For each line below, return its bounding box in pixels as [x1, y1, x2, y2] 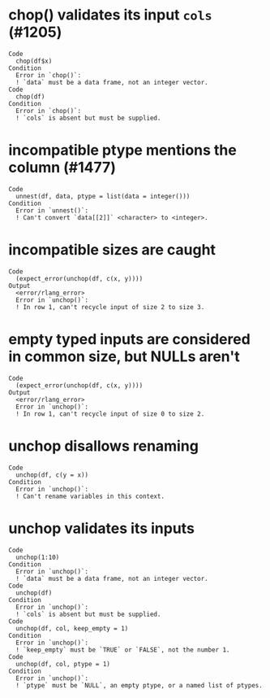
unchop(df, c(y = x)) [15, 470, 89, 479]
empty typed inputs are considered [8, 330, 251, 348]
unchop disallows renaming [8, 437, 199, 455]
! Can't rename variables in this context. [15, 492, 165, 500]
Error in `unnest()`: [15, 206, 89, 215]
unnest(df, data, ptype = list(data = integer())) [15, 192, 191, 200]
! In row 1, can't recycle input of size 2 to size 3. [15, 303, 205, 311]
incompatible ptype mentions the [8, 141, 237, 159]
